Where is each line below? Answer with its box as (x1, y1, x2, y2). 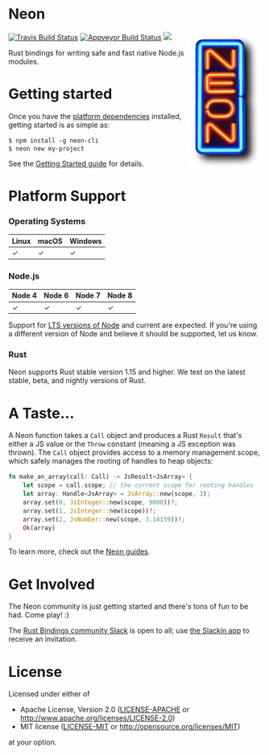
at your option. (8, 737, 57, 747)
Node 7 (75, 291, 101, 300)
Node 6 (43, 291, 69, 300)
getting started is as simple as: (8, 120, 110, 130)
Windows (69, 236, 102, 245)
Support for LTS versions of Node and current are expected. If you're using (8, 320, 258, 330)
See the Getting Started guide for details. (8, 159, 145, 168)
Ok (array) (23, 524, 56, 532)
